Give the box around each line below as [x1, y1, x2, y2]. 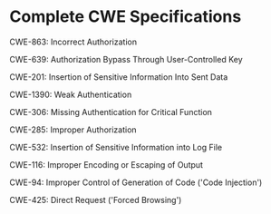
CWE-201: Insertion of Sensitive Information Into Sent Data [9, 71, 228, 83]
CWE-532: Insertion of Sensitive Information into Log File [9, 141, 223, 152]
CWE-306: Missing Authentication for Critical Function [9, 106, 213, 117]
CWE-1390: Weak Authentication [9, 89, 132, 100]
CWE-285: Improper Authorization [9, 124, 138, 135]
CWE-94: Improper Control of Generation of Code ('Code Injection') [9, 177, 263, 188]
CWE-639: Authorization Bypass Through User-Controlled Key [9, 53, 243, 64]
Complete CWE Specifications [9, 6, 242, 27]
